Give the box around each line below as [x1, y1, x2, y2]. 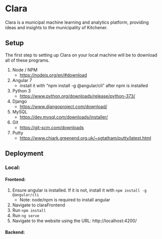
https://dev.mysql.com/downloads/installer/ [19, 114, 108, 120]
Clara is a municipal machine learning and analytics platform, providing [5, 19, 149, 25]
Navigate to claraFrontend [12, 202, 65, 208]
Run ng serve [12, 213, 39, 219]
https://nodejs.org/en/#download [19, 72, 87, 78]
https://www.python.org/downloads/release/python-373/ [19, 93, 135, 99]
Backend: [5, 229, 25, 235]
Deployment [5, 149, 44, 158]
